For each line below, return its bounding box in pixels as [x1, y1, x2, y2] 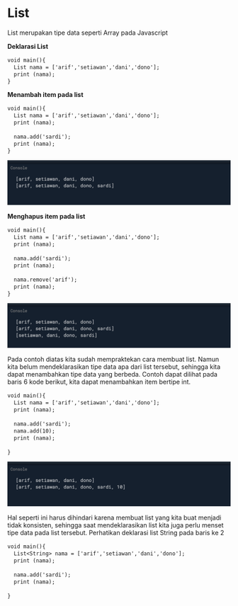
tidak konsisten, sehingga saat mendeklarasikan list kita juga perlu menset [7, 520, 225, 529]
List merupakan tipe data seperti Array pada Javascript [7, 28, 169, 37]
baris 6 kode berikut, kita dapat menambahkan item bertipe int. [7, 377, 191, 386]
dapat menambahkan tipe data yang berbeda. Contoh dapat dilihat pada [7, 370, 218, 378]
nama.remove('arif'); [13, 276, 78, 283]
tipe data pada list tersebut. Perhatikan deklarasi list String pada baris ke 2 [7, 528, 225, 537]
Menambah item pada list [7, 90, 84, 98]
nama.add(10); [13, 427, 55, 435]
